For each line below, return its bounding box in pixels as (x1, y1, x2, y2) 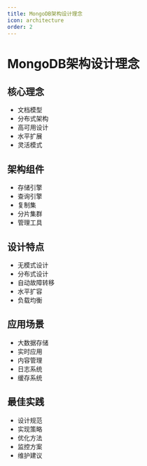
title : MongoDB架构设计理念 (7, 10, 83, 18)
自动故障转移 (17, 279, 55, 286)
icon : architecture (7, 17, 64, 24)
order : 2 (7, 23, 33, 30)
